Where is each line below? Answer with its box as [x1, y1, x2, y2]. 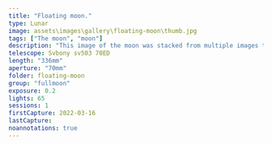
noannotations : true [8, 124, 79, 132]
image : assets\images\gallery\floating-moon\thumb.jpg [8, 27, 198, 35]
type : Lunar [8, 19, 49, 27]
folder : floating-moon [8, 72, 85, 80]
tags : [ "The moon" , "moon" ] [8, 34, 104, 43]
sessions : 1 [8, 101, 49, 110]
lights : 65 [8, 94, 45, 102]
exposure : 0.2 [8, 86, 57, 95]
